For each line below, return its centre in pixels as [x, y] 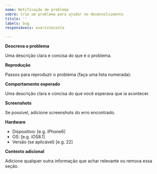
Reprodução [18, 65]
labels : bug [17, 23]
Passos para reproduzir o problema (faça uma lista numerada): [68, 75]
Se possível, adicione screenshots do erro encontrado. [60, 113]
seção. [12, 166]
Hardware [15, 122]
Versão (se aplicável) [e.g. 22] [43, 142]
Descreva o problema [27, 46]
